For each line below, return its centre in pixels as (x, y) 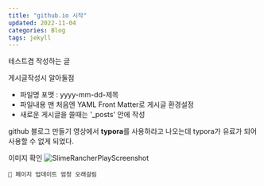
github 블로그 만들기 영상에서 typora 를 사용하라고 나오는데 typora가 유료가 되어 (132, 131)
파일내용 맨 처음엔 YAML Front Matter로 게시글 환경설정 (107, 104)
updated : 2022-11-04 (43, 23)
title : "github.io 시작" (48, 15)
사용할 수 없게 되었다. (41, 141)
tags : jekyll (30, 38)
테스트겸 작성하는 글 (39, 61)
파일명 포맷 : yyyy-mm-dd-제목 (69, 95)
